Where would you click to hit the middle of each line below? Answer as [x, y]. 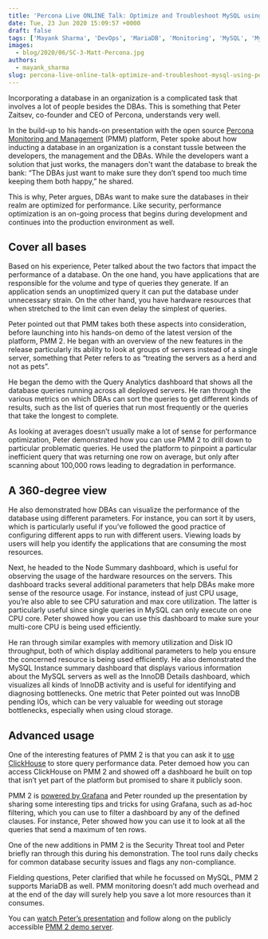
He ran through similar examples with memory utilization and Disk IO [121, 643]
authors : [23, 61]
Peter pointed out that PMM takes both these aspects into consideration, [127, 324]
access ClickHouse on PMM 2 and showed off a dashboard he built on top [130, 772]
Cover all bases [47, 247]
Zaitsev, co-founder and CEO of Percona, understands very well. [114, 115]
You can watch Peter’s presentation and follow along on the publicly [120, 918]
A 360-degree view [58, 491]
